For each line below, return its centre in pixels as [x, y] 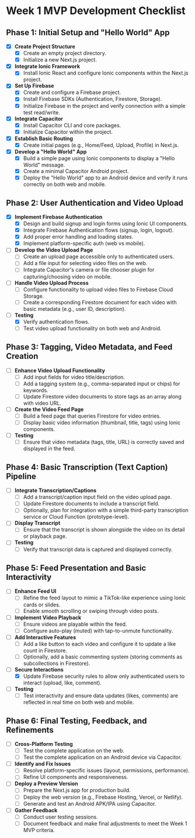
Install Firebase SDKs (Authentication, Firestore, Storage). [93, 99]
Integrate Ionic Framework [47, 66]
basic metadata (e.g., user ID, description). [74, 308]
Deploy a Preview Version [46, 783]
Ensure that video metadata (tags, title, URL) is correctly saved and [104, 442]
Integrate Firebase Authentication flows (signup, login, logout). [98, 230]
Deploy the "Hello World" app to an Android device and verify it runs [105, 178]
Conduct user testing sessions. [60, 817]
